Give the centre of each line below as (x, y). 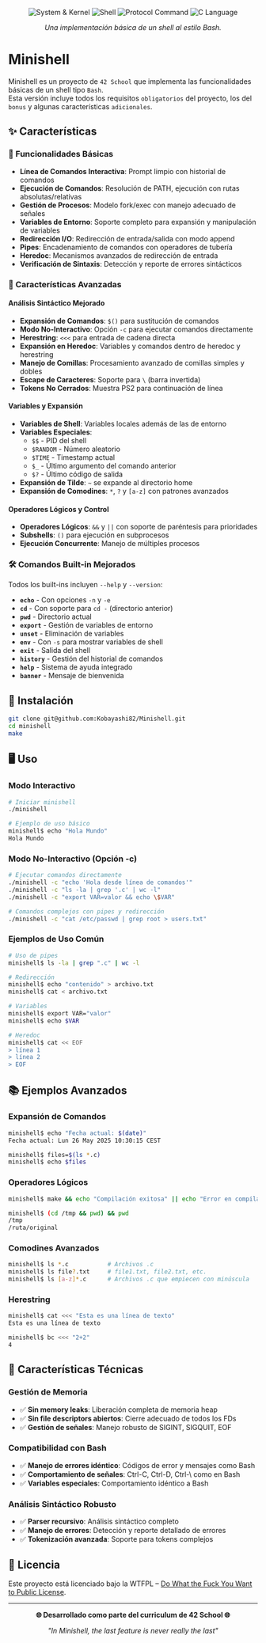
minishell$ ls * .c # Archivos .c (81, 1265)
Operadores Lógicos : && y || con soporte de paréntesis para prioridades (139, 527)
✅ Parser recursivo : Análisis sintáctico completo (99, 1522)
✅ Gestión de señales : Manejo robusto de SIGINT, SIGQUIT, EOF (125, 1427)
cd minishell (30, 727)
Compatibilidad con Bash (57, 1448)
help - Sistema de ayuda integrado (76, 667)
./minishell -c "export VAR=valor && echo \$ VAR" (92, 897)
